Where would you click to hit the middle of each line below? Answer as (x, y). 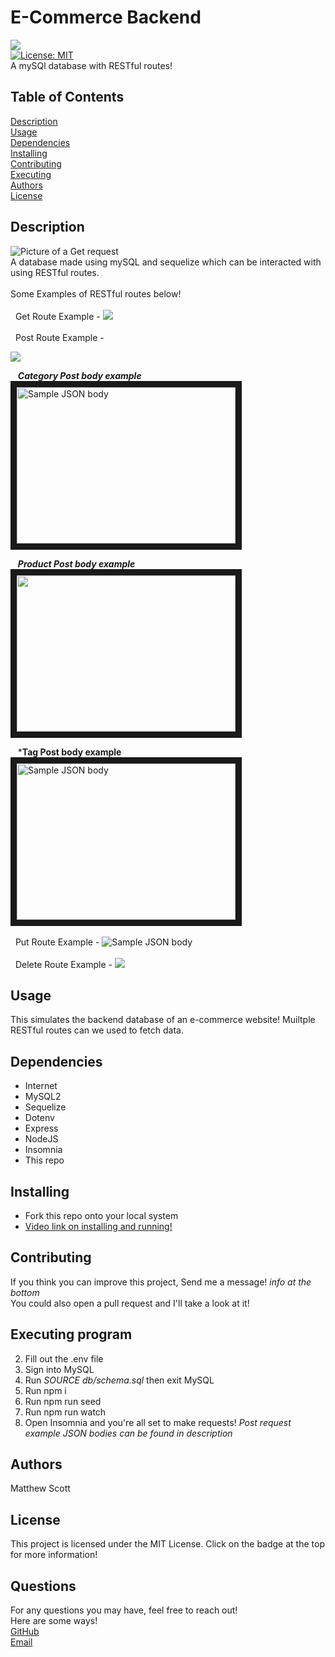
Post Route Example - (59, 337)
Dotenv (39, 1118)
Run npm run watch (65, 1412)
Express (41, 1128)
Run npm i (45, 1390)
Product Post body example (76, 563)
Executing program (71, 1334)
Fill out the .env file (64, 1358)
